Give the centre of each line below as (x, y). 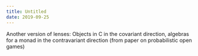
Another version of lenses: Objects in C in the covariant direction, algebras (98, 34)
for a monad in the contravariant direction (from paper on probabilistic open (99, 40)
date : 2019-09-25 (28, 17)
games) (16, 46)
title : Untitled (26, 11)
